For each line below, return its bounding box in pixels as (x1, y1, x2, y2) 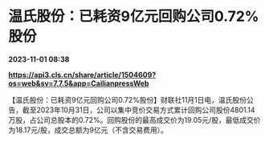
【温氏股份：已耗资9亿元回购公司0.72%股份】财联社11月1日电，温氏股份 (8, 95, 247, 104)
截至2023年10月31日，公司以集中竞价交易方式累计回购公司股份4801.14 (22, 105, 255, 115)
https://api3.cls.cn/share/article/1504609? (8, 70, 157, 79)
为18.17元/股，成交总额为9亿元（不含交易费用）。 (8, 125, 169, 135)
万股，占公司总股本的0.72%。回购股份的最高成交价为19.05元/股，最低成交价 (8, 115, 261, 124)
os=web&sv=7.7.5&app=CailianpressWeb (8, 78, 149, 88)
